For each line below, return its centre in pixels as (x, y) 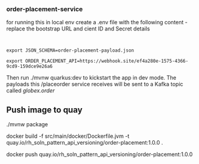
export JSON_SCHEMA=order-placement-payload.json (70, 50)
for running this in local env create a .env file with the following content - (97, 22)
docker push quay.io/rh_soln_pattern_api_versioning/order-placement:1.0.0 (99, 154)
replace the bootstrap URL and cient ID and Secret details (78, 29)
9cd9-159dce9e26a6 (29, 67)
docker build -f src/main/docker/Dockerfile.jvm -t (68, 136)
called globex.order (31, 91)
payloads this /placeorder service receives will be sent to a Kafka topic (95, 84)
